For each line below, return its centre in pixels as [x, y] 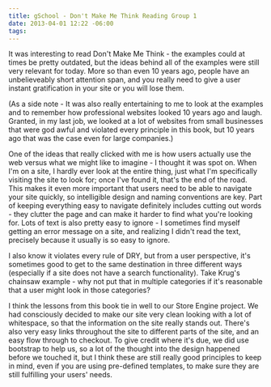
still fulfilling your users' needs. [61, 375]
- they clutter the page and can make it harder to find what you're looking [131, 215]
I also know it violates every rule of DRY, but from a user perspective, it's [129, 256]
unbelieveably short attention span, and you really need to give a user [125, 80]
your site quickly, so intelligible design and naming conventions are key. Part [135, 197]
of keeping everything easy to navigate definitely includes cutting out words [135, 206]
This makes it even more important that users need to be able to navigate [130, 189]
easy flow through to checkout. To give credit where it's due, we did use [129, 340]
